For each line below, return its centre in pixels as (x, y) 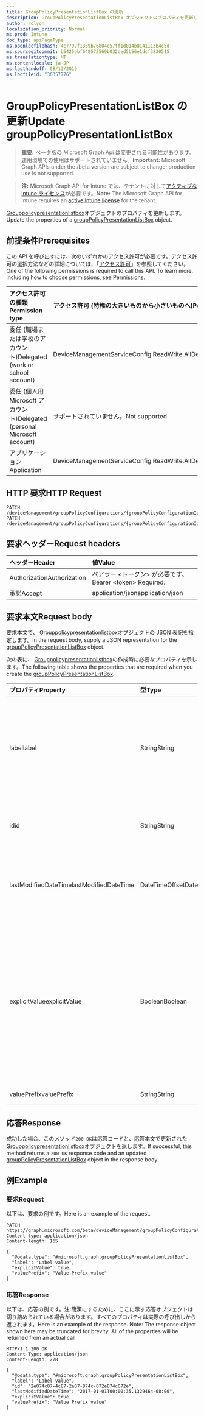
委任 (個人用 (27, 391)
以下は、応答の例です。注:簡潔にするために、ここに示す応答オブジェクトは (100, 1309)
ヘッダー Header (32, 562)
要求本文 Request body (49, 617)
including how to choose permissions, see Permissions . (76, 277)
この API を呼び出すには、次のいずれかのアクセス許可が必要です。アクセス (99, 256)
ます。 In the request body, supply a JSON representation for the (97, 640)
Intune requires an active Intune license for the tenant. (89, 200)
